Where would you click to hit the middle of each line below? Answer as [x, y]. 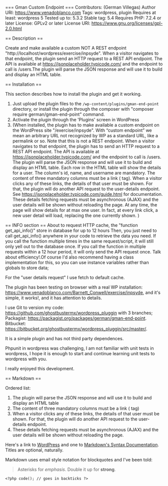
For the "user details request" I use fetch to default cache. [65, 277]
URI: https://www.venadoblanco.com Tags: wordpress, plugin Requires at [81, 13]
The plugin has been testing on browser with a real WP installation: [74, 287]
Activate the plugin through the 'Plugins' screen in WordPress [76, 119]
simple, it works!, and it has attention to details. [54, 298]
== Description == [24, 38]
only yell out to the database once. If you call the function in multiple [76, 247]
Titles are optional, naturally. [34, 450]
